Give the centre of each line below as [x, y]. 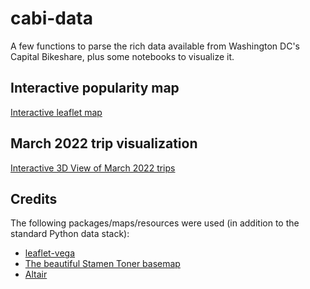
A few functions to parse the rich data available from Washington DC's [155, 46]
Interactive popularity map [95, 88]
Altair [36, 274]
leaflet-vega [50, 253]
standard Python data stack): [70, 234]
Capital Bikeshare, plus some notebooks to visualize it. [122, 56]
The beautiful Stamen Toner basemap [102, 264]
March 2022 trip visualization [104, 143]
